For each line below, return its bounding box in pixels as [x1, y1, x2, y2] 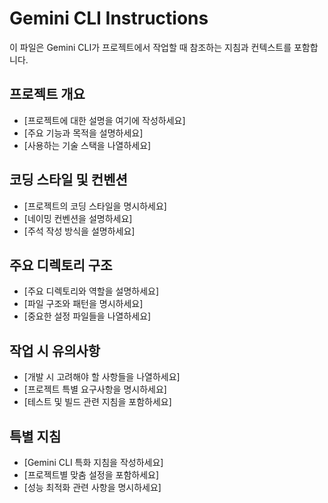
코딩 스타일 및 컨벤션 [9, 172, 128, 189]
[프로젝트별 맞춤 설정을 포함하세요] [23, 469, 160, 481]
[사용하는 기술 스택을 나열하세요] [23, 139, 152, 151]
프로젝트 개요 [9, 86, 86, 103]
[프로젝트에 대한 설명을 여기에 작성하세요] [23, 114, 186, 126]
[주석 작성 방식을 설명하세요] [23, 225, 136, 237]
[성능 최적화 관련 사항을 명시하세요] [23, 482, 162, 493]
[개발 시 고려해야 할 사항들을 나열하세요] [23, 371, 181, 383]
